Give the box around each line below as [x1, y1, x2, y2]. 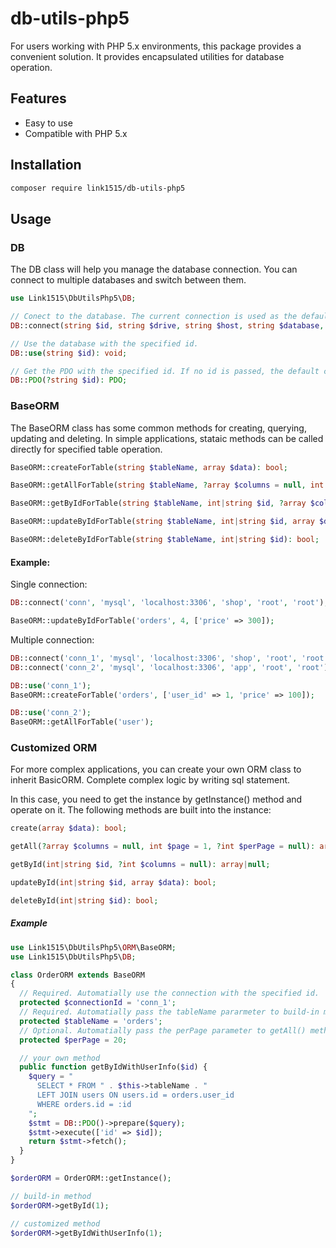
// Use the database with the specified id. [10, 338, 199, 349]
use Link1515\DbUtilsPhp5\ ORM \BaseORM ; [10, 942, 177, 952]
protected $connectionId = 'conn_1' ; [19, 998, 177, 1008]
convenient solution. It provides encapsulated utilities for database [10, 50, 285, 62]
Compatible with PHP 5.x [24, 127, 128, 139]
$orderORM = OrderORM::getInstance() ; [10, 1173, 172, 1184]
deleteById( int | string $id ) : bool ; [10, 895, 159, 906]
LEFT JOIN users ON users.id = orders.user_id [36, 1090, 235, 1101]
